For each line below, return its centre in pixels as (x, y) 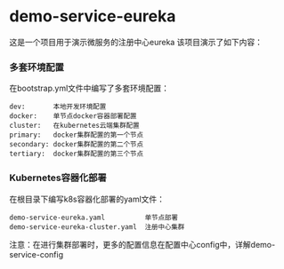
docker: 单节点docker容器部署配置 (73, 116)
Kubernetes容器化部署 (58, 178)
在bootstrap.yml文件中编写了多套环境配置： (89, 88)
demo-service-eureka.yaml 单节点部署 (93, 218)
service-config (37, 254)
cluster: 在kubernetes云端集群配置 (74, 126)
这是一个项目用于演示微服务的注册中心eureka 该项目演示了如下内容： (136, 42)
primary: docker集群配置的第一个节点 (77, 135)
